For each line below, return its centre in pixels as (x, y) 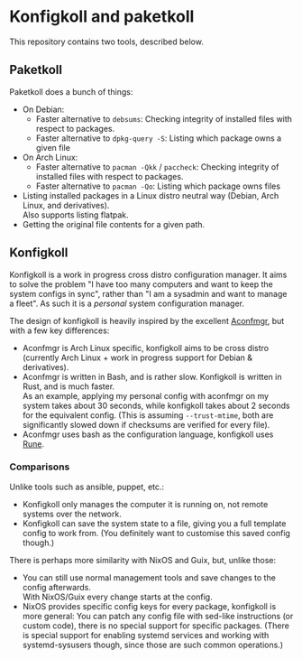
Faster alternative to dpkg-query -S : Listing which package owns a (159, 138)
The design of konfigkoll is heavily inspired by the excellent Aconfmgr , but (147, 320)
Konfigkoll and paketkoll (102, 17)
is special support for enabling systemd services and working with (146, 635)
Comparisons (40, 467)
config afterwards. (57, 587)
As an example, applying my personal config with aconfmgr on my (145, 395)
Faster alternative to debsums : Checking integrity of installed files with (164, 118)
